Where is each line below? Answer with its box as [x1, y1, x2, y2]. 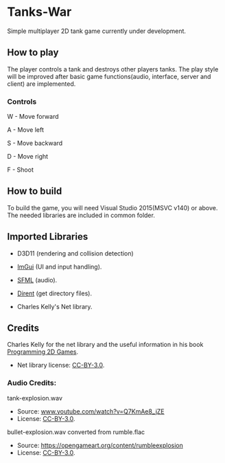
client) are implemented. [7, 80, 76, 88]
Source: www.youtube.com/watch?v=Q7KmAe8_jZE [16, 407, 165, 416]
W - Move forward [7, 113, 60, 121]
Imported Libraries [7, 231, 88, 242]
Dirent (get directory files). [16, 289, 93, 297]
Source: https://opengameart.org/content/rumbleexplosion [16, 441, 183, 449]
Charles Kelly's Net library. [16, 302, 93, 310]
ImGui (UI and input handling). [16, 262, 102, 271]
